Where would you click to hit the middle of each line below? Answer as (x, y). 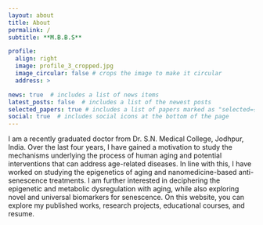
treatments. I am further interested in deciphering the (135, 180)
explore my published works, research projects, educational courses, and (126, 205)
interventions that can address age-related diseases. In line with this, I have (130, 164)
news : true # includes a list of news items (83, 95)
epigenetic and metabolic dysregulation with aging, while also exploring (124, 189)
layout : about (31, 15)
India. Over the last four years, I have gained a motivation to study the (120, 147)
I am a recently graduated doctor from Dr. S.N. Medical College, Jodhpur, (126, 139)
